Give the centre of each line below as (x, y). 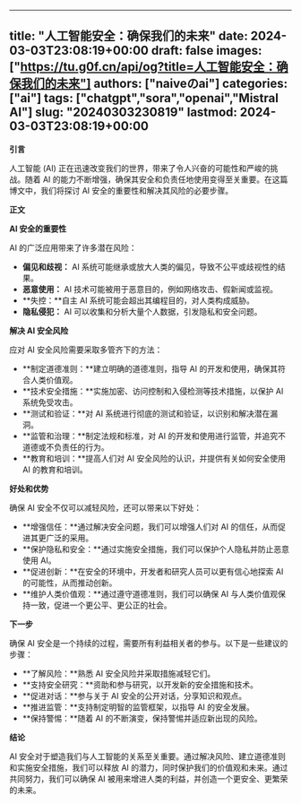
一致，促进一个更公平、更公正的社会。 (101, 605)
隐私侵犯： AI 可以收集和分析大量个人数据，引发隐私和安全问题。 (142, 311)
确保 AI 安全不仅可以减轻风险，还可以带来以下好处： (106, 507)
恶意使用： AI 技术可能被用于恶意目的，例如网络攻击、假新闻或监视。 (150, 289)
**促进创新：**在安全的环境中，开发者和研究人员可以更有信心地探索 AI (153, 571)
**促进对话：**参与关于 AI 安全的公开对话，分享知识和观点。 (134, 696)
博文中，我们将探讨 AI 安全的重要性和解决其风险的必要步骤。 (121, 190)
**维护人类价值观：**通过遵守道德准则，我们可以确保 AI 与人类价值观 (150, 593)
